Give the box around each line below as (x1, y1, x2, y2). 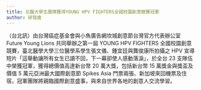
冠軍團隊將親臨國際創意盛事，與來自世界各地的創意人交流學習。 (16, 77, 176, 85)
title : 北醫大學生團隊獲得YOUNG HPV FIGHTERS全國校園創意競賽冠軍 (6, 8, 159, 15)
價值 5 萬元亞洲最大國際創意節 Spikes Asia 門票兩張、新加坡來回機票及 (6, 69, 182, 77)
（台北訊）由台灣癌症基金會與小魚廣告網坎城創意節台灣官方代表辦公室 (6, 31, 181, 39)
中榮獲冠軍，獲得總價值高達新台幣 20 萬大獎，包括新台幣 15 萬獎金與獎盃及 (6, 62, 194, 69)
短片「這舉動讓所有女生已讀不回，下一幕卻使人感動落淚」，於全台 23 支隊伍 (6, 54, 193, 62)
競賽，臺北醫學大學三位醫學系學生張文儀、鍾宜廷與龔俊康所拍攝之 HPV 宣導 (6, 47, 195, 54)
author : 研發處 (6, 14, 42, 21)
